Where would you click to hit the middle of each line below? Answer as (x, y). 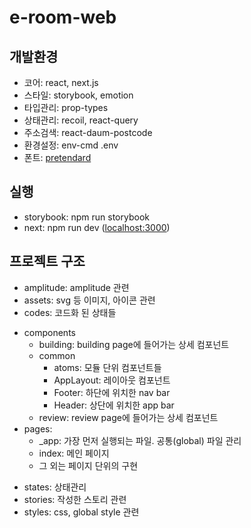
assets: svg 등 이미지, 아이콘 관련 (89, 300)
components (49, 332)
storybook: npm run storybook (86, 217)
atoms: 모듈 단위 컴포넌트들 (107, 367)
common (57, 355)
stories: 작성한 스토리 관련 (75, 499)
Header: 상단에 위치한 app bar (114, 405)
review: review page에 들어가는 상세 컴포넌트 (128, 417)
